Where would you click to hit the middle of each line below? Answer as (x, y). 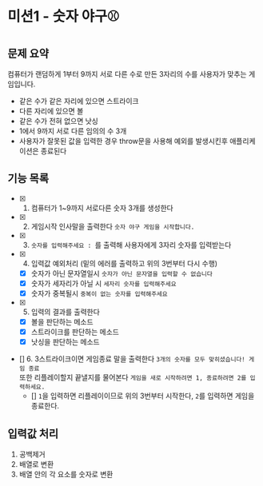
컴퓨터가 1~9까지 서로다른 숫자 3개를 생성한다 (102, 208)
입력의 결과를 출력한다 (66, 312)
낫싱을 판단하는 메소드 (66, 342)
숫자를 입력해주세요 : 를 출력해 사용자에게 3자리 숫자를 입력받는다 (131, 245)
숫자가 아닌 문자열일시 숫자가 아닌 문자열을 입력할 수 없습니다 (122, 273)
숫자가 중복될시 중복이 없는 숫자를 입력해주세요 (100, 293)
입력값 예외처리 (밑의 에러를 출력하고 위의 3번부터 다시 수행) (124, 263)
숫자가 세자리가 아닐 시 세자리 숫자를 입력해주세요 (104, 283)
